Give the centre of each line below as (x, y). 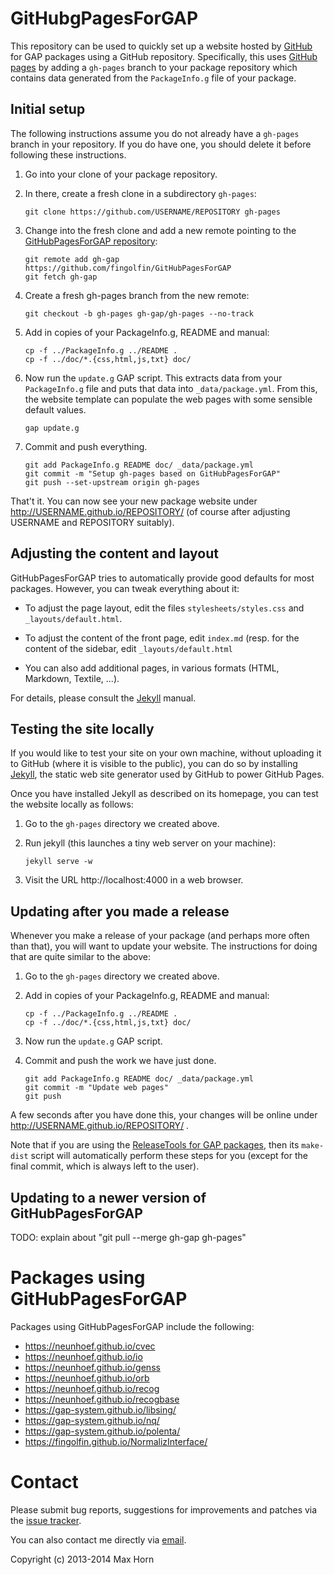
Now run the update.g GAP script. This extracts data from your (153, 378)
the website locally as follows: (72, 804)
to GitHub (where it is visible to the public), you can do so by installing (154, 764)
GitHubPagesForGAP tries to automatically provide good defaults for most (162, 578)
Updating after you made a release (120, 911)
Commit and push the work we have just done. (120, 1061)
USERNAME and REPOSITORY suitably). (92, 522)
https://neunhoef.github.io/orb (87, 1378)
